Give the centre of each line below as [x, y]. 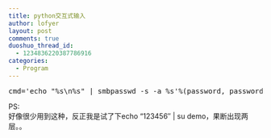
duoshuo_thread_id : [41, 46]
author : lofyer [34, 23]
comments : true [34, 38]
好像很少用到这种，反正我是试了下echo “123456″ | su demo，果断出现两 [128, 116]
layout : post [30, 31]
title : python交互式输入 [47, 16]
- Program [32, 69]
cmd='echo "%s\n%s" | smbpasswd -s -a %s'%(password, [117, 91]
